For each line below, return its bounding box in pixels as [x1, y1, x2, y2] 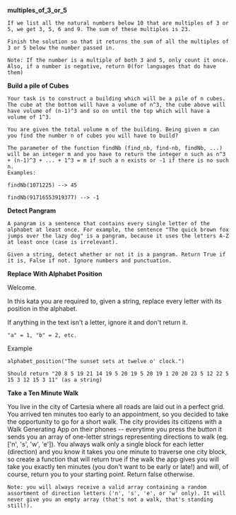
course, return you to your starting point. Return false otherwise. [7, 470, 195, 478]
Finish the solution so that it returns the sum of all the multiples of [7, 38, 230, 45]
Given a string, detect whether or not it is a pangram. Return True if [7, 251, 226, 258]
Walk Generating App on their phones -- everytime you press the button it [7, 425, 223, 433]
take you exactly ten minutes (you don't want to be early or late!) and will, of [7, 463, 229, 470]
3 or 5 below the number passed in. [7, 45, 115, 52]
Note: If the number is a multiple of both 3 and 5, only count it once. [7, 57, 230, 64]
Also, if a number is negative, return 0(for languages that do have [7, 63, 217, 70]
